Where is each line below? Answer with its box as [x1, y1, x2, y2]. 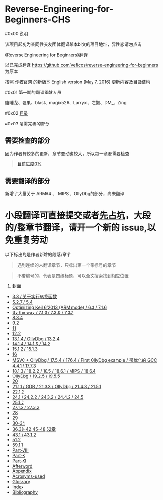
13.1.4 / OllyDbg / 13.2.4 [12, 336, 60, 342]
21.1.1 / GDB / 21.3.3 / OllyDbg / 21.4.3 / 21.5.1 [12, 383, 102, 389]
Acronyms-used [12, 473, 45, 479]
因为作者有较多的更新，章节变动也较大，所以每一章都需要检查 [5, 150, 130, 156]
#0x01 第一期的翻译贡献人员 [5, 89, 62, 95]
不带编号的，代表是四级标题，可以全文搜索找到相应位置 [17, 272, 129, 279]
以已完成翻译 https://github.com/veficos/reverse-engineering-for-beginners [5, 62, 158, 68]
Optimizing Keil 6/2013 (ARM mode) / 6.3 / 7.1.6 [12, 304, 107, 310]
